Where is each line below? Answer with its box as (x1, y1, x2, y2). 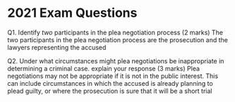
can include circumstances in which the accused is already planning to (7, 79, 213, 87)
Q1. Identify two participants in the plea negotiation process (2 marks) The (7, 28, 224, 37)
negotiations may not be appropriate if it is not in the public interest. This (7, 72, 219, 80)
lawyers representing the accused (7, 43, 107, 51)
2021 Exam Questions (7, 5, 138, 21)
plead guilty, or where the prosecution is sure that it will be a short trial (7, 87, 212, 95)
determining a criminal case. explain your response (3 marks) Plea (7, 64, 200, 72)
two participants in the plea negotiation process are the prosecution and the (7, 35, 228, 44)
